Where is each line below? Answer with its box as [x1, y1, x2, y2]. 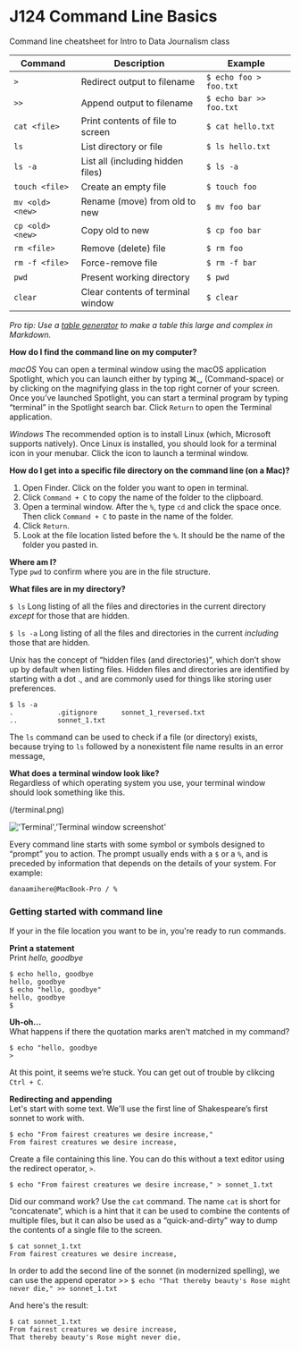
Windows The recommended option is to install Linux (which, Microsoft [9, 428, 271, 439]
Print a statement [9, 943, 75, 954]
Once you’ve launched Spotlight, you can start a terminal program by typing [9, 392, 288, 403]
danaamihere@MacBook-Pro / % [9, 884, 118, 893]
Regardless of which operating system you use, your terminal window [9, 777, 266, 788]
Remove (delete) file [80, 241, 166, 254]
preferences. [9, 682, 56, 694]
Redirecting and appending [9, 1093, 112, 1105]
